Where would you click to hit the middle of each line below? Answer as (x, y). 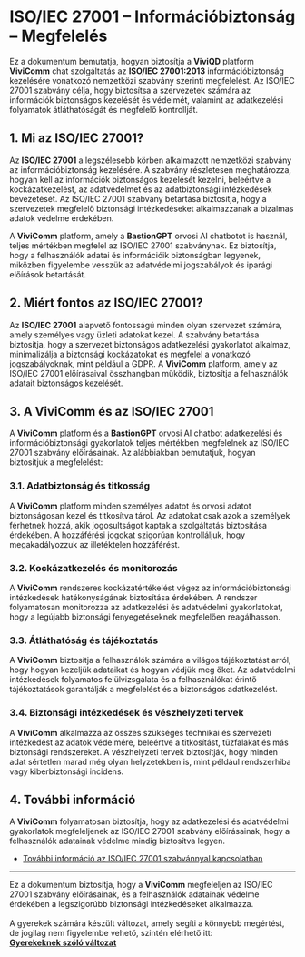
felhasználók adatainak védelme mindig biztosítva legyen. (117, 841)
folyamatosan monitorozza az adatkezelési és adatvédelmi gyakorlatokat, (146, 607)
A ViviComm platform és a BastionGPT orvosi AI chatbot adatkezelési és (146, 433)
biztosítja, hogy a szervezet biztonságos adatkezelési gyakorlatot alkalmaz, (150, 344)
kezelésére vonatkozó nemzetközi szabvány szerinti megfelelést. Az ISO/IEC (152, 80)
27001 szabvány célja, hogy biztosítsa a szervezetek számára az (130, 90)
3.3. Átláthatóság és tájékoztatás (84, 640)
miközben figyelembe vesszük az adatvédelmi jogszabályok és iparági (141, 265)
